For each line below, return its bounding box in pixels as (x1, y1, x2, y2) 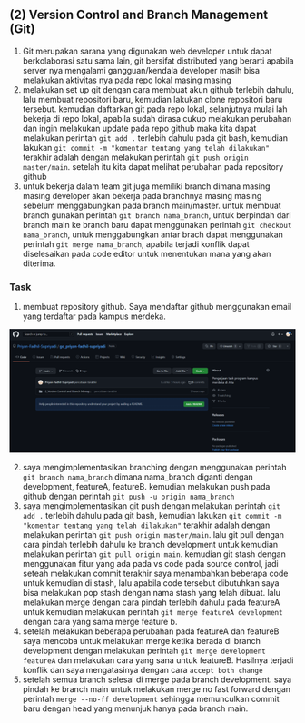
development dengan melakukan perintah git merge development (22, 645, 266, 656)
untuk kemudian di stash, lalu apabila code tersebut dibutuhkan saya (22, 577, 280, 589)
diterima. (22, 258, 56, 269)
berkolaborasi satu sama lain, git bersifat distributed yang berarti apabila (22, 54, 294, 66)
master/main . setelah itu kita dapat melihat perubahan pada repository (22, 161, 284, 172)
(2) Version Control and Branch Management (9, 7, 269, 23)
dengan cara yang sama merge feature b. (22, 616, 178, 627)
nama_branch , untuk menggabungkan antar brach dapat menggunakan (22, 229, 284, 240)
